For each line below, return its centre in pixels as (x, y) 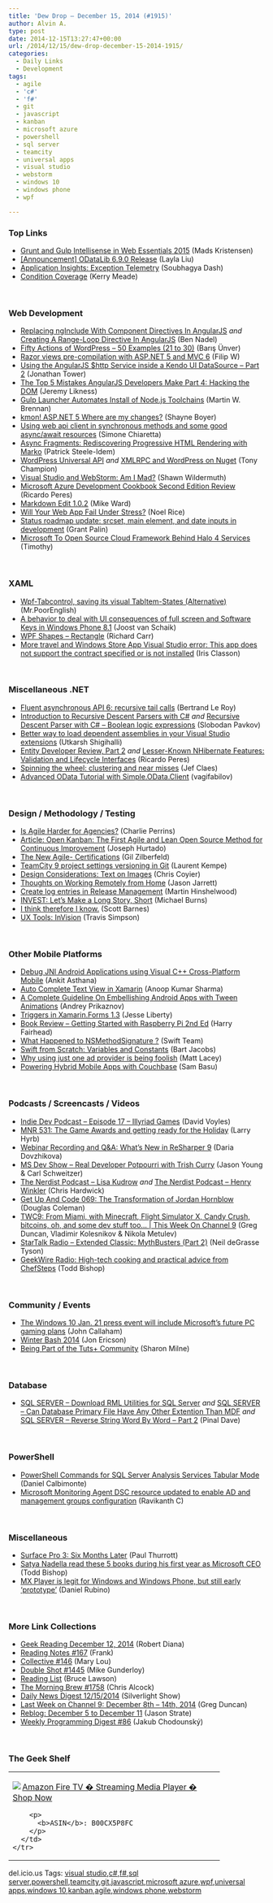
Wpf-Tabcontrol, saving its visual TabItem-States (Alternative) (123, 601)
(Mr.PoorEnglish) (48, 609)
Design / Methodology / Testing (72, 813)
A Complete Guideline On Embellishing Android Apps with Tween (129, 998)
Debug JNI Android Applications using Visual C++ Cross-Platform (130, 972)
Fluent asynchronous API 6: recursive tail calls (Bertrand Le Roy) (128, 707)
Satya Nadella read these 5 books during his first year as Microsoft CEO (141, 1563)
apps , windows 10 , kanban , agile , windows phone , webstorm (105, 1891)
